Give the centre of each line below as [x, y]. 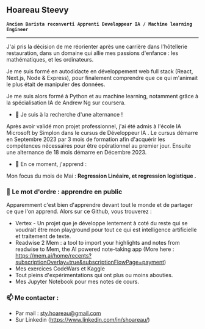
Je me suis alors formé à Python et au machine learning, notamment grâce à [103, 96]
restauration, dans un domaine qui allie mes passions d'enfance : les [92, 53]
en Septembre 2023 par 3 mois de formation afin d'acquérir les [86, 139]
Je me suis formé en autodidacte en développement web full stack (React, [100, 71]
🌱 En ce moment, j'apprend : [51, 164]
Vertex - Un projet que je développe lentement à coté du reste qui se [101, 223]
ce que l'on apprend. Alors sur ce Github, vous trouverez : [79, 211]
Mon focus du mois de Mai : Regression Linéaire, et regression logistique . [101, 176]
